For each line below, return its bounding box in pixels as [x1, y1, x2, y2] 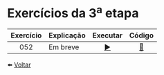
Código [129, 31, 154, 40]
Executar [92, 31, 123, 40]
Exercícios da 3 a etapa [7, 3, 139, 22]
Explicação [48, 31, 86, 40]
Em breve [48, 42, 80, 52]
